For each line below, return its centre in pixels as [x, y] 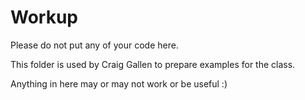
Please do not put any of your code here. [94, 45]
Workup [44, 17]
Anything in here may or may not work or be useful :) [119, 83]
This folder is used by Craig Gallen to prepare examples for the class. [153, 64]
